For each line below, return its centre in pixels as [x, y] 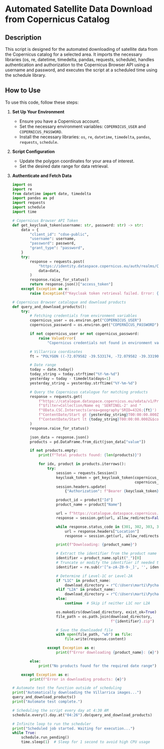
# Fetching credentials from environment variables [83, 316]
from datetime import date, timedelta [51, 194]
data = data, [50, 271]
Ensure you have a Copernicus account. [60, 121]
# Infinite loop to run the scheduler [51, 724]
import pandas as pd [33, 198]
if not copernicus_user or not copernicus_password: [85, 334]
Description [23, 37]
